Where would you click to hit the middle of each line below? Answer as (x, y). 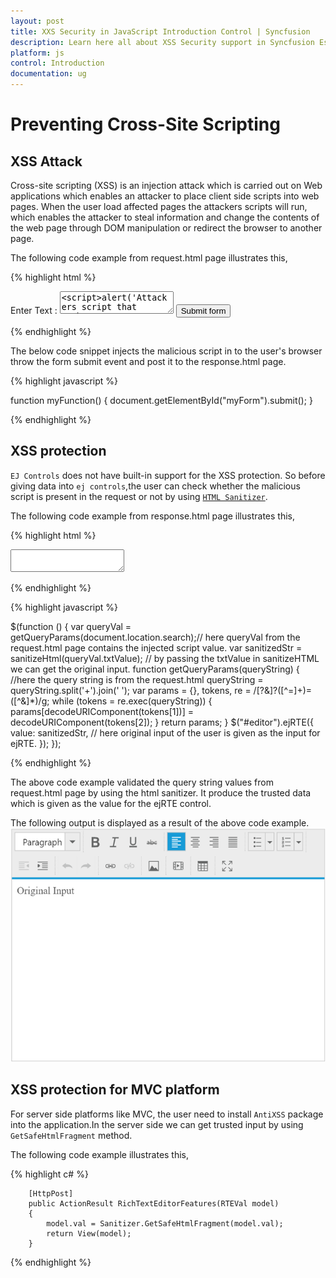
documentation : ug (48, 74)
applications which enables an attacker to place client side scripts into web (165, 196)
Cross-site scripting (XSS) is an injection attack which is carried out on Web (166, 185)
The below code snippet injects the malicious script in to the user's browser (166, 351)
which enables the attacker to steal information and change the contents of (165, 217)
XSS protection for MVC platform (115, 1090)
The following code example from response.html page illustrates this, (152, 516)
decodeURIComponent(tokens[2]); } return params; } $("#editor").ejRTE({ (162, 722)
